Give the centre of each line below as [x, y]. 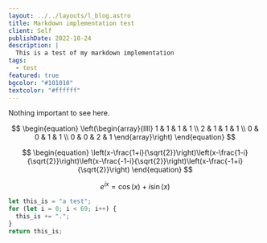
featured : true [34, 75]
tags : [17, 61]
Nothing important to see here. [59, 113]
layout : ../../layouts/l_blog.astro [70, 16]
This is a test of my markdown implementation [95, 53]
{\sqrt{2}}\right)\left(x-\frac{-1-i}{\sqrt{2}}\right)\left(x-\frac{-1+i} [135, 161]
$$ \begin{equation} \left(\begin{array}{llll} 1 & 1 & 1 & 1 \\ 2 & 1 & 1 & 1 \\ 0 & [135, 128]
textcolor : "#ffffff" [45, 90]
